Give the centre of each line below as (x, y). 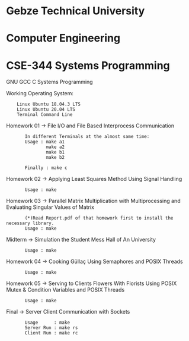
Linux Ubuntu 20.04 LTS (46, 110)
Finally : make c (46, 168)
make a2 (55, 147)
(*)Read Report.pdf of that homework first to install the (99, 218)
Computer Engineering (63, 38)
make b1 (55, 152)
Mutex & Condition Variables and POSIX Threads (65, 290)
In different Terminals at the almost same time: (87, 137)
